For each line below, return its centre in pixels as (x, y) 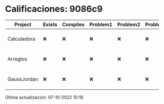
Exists (50, 24)
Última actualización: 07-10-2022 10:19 (44, 97)
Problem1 (101, 24)
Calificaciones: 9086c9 (54, 9)
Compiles (73, 24)
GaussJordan (23, 79)
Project (23, 24)
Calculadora (21, 39)
